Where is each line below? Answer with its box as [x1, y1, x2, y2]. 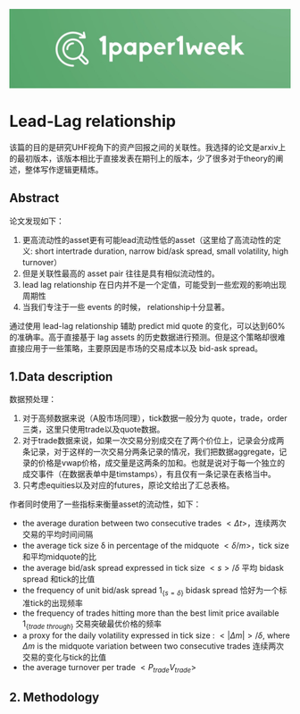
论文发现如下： [9, 215, 64, 226]
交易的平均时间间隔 [21, 529, 94, 540]
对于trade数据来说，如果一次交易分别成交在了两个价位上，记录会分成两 [21, 435, 285, 446]
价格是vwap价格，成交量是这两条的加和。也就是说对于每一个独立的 [37, 458, 286, 468]
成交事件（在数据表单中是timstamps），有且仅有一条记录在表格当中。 [21, 469, 277, 480]
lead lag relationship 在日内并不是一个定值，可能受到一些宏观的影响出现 [21, 279, 287, 290]
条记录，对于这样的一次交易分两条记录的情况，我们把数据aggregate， [21, 447, 279, 458]
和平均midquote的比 [21, 551, 96, 562]
